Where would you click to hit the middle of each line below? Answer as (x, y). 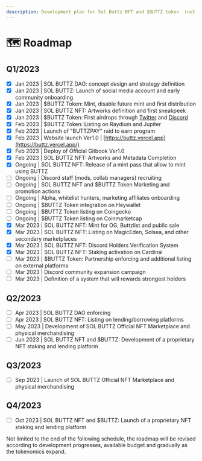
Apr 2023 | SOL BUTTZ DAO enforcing (63, 313)
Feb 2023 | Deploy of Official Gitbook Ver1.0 (70, 151)
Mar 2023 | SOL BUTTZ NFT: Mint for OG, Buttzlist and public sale (97, 225)
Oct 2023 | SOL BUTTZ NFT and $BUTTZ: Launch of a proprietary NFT (103, 420)
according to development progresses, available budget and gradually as (97, 445)
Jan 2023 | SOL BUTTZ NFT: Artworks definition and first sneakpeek (100, 110)
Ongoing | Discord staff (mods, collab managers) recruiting (88, 178)
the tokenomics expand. (36, 451)
